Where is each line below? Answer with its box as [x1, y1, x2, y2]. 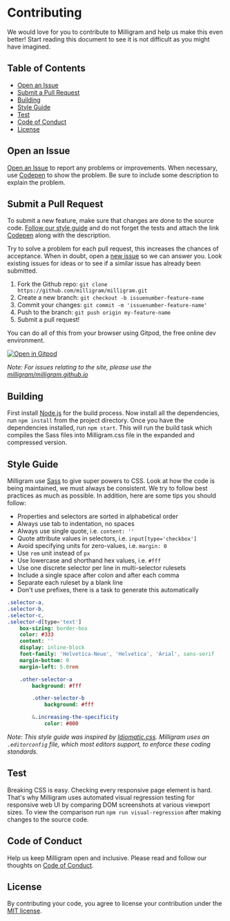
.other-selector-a [19, 676, 73, 683]
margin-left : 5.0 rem [19, 663, 79, 671]
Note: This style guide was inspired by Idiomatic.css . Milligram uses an [7, 732, 210, 741]
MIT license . [7, 906, 43, 915]
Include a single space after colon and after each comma [17, 571, 180, 579]
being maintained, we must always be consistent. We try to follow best [7, 484, 208, 492]
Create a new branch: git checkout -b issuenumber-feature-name [17, 293, 204, 302]
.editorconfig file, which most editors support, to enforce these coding [7, 740, 211, 748]
